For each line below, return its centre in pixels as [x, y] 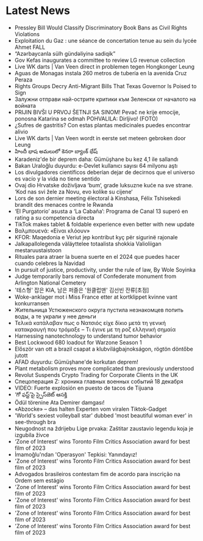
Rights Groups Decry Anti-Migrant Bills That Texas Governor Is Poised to [105, 86]
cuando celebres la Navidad [50, 263]
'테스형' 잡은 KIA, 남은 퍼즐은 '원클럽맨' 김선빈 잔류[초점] [82, 290]
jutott [21, 355]
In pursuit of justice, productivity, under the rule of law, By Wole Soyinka [105, 269]
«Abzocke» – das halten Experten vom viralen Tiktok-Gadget [91, 409]
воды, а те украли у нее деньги [55, 316]
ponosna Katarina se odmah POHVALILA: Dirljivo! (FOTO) [86, 118]
